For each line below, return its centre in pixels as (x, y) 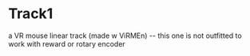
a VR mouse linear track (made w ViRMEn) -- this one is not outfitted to (125, 35)
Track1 (31, 14)
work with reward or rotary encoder (67, 43)
